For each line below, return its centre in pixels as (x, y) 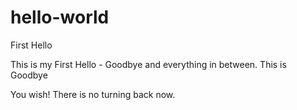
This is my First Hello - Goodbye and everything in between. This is (148, 64)
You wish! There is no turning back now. (93, 94)
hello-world (60, 17)
